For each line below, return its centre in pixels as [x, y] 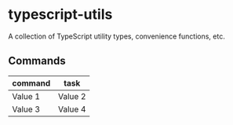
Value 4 [72, 109]
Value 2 [72, 96]
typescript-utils [60, 15]
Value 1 [26, 96]
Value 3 [26, 109]
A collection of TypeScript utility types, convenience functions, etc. [116, 36]
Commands [37, 61]
